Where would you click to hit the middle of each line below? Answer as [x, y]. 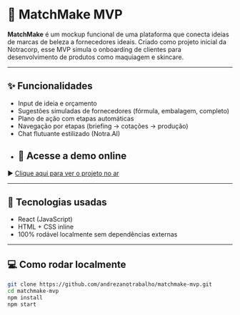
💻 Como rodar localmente [67, 264]
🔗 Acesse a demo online [72, 156]
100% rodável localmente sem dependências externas [97, 234]
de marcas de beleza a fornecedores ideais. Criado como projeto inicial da [117, 41]
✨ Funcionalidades [50, 86]
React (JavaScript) [45, 220]
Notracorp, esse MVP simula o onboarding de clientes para [95, 49]
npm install [25, 298]
